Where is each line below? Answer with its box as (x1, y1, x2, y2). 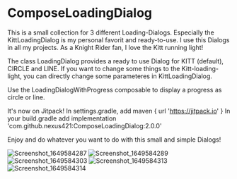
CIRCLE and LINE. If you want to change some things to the (7, 64, 180, 73)
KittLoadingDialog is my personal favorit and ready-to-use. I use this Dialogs (7, 35, 230, 44)
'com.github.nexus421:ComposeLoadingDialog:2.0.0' (7, 121, 162, 130)
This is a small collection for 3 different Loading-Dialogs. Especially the (7, 28, 214, 37)
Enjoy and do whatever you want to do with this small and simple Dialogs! (7, 135, 221, 144)
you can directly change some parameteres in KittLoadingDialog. (23, 72, 212, 80)
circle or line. (7, 93, 45, 101)
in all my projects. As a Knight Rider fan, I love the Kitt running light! (7, 43, 204, 51)
